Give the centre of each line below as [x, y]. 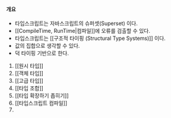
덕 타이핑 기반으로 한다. [42, 53]
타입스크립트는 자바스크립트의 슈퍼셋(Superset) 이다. [76, 23]
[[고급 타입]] [29, 81]
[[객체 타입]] [29, 73]
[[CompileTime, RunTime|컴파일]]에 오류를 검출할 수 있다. [82, 31]
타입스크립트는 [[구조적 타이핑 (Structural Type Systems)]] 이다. [90, 38]
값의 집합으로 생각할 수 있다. [47, 46]
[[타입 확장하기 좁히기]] [42, 96]
